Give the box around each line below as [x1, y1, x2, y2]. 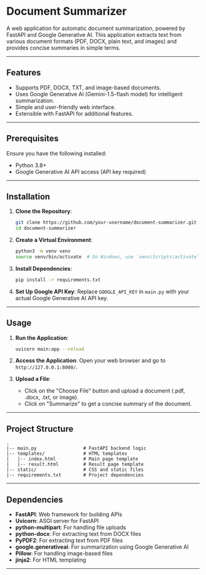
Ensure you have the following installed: [6, 149, 107, 157]
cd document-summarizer [15, 225, 77, 231]
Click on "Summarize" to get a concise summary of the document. [24, 400, 192, 408]
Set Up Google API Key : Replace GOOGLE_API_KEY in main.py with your [15, 288, 189, 295]
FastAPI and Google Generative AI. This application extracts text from [6, 31, 182, 38]
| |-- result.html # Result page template [6, 461, 144, 468]
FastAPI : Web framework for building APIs [15, 511, 123, 518]
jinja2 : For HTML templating [15, 556, 86, 564]
